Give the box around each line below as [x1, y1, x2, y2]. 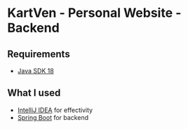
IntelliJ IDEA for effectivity [17, 106, 93, 114]
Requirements [7, 48, 70, 60]
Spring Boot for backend [17, 113, 89, 121]
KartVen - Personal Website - [7, 5, 182, 21]
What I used [7, 87, 61, 99]
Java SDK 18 [17, 67, 54, 75]
